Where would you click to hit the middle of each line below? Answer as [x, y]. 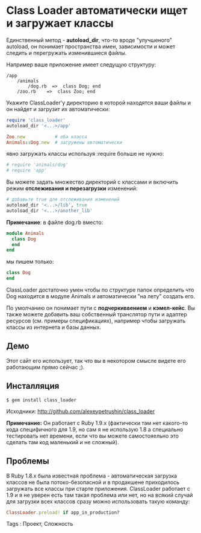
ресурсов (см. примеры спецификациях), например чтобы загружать [96, 321]
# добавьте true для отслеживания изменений [63, 200]
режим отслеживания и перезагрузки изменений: [72, 188]
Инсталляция [33, 386]
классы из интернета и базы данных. [54, 327]
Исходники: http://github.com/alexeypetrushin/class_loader [81, 411]
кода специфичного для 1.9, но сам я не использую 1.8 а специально [95, 429]
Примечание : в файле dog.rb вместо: [55, 222]
